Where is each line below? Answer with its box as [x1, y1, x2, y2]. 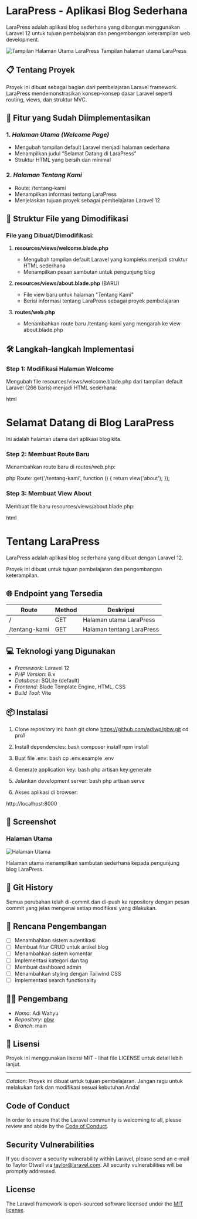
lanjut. [6, 1061, 21, 1068]
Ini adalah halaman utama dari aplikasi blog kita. [6, 436, 122, 443]
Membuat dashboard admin [14, 963, 82, 970]
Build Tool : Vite [14, 690, 52, 697]
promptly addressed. [6, 1168, 57, 1175]
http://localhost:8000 [6, 800, 57, 807]
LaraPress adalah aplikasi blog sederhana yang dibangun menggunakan [6, 23, 181, 30]
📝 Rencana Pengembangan [6, 921, 107, 931]
